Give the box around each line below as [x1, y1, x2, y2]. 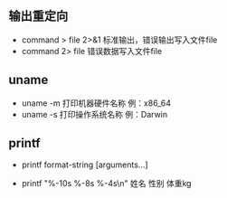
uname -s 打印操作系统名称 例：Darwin [21, 108, 168, 119]
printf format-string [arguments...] [21, 159, 148, 170]
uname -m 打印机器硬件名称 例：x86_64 [21, 98, 171, 108]
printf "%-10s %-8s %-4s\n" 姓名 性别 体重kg [21, 178, 192, 189]
